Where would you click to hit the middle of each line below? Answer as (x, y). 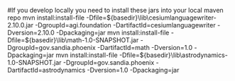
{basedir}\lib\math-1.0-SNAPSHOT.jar (84, 40)
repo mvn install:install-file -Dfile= (57, 18)
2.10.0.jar (21, 25)
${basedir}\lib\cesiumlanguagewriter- (161, 18)
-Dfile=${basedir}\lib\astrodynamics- (174, 55)
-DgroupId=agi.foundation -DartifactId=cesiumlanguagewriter (125, 25)
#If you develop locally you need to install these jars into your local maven (115, 10)
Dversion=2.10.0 (31, 32)
